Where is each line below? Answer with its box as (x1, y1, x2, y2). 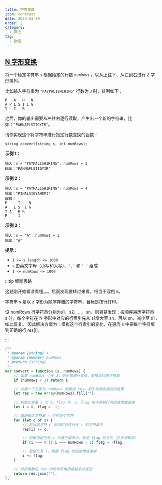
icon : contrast (5, 12, 36, 16)
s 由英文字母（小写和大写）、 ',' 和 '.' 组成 (12, 262, 98, 268)
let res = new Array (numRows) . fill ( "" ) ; (14, 391, 96, 396)
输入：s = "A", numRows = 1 (5, 233, 59, 238)
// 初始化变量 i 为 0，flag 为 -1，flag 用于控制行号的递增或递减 (14, 400, 135, 405)
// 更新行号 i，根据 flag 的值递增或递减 (22, 449, 97, 454)
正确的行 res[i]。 (9, 327, 43, 333)
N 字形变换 (5, 58, 37, 66)
